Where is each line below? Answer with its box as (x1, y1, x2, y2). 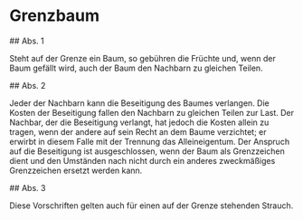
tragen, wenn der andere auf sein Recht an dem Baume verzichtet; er (9, 126, 267, 137)
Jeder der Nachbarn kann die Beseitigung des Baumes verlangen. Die (9, 97, 270, 109)
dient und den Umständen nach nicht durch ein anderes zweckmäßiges (9, 155, 276, 166)
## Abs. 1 (9, 35, 44, 46)
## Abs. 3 (9, 182, 46, 193)
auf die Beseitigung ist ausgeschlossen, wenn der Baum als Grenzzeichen (9, 146, 285, 157)
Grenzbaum (9, 5, 100, 26)
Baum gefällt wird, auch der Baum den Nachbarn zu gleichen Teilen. (9, 62, 264, 73)
